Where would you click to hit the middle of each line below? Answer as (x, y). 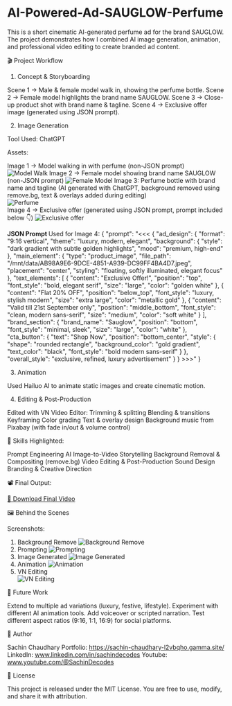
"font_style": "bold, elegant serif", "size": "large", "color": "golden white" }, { (115, 285)
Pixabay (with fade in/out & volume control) (69, 427)
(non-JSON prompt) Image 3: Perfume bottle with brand (111, 180)
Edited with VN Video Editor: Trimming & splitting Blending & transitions (109, 412)
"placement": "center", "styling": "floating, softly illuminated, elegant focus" (115, 270)
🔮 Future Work (28, 592)
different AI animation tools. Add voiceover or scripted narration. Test (106, 613)
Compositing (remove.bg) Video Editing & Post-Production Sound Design (111, 461)
